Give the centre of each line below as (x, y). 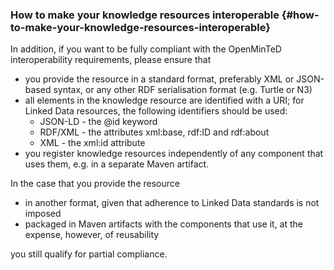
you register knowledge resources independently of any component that (174, 154)
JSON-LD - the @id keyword (98, 122)
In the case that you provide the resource (95, 184)
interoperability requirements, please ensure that (111, 60)
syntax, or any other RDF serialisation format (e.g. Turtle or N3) (183, 90)
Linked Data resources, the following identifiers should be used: (156, 111)
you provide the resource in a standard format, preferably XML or (159, 79)
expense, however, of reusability (92, 235)
